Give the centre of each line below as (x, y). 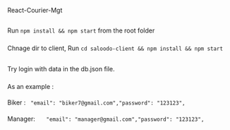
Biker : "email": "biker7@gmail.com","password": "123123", (96, 102)
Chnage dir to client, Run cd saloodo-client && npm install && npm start (115, 48)
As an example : (31, 86)
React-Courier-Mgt (35, 10)
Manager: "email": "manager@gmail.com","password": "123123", (106, 119)
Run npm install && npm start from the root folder (81, 30)
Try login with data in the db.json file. (61, 69)
